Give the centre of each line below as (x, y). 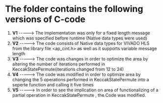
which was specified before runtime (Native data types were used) (80, 38)
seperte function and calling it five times (53, 84)
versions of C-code (45, 19)
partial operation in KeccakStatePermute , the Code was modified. (79, 95)
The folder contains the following (74, 9)
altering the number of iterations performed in (59, 64)
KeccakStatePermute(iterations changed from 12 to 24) (68, 69)
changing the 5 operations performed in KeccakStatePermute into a (81, 80)
